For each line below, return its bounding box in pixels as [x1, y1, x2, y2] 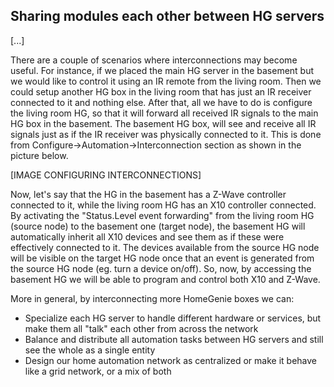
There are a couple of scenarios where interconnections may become [10, 54, 298, 66]
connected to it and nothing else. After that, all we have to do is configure [10, 96, 313, 108]
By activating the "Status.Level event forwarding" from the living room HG [10, 209, 315, 221]
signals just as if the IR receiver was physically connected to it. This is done [10, 128, 322, 140]
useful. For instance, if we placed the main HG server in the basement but [10, 64, 315, 76]
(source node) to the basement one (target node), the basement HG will [10, 220, 306, 232]
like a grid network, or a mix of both [24, 365, 172, 377]
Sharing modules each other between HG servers [10, 8, 325, 25]
